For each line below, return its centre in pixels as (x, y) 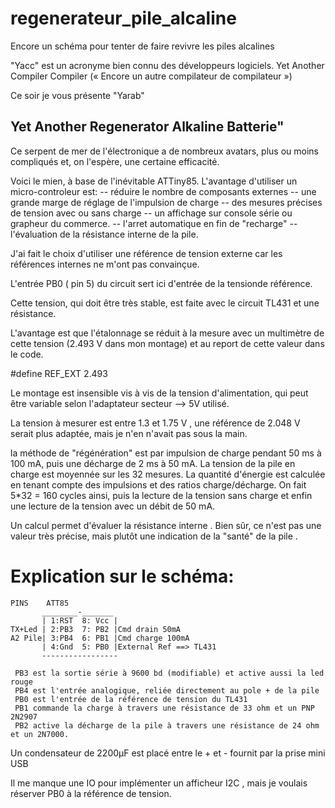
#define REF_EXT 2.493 (59, 373)
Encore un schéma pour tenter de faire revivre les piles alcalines (142, 46)
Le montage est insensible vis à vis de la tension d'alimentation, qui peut (159, 393)
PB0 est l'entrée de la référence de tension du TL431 (131, 699)
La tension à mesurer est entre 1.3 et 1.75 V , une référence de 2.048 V (155, 423)
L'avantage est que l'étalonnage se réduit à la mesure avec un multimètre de (167, 333)
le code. (27, 354)
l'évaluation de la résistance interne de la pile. (104, 234)
